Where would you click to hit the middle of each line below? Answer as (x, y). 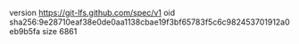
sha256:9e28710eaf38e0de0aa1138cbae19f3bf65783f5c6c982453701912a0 (149, 22)
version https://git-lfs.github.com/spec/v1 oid (92, 13)
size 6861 (60, 31)
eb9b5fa (25, 31)
